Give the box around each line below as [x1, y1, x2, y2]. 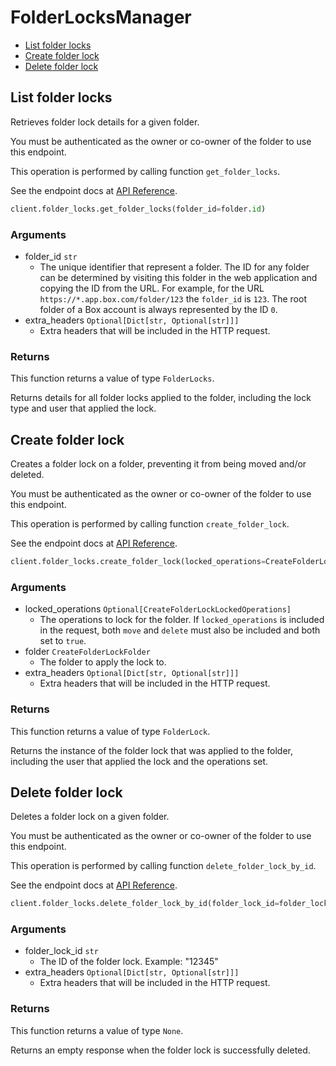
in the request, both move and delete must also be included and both [39, 624, 321, 636]
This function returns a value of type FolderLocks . [10, 372, 215, 385]
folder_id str [24, 250, 78, 262]
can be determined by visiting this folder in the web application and [39, 271, 318, 283]
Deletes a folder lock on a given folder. [10, 811, 170, 823]
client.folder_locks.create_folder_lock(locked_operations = [10, 557, 267, 567]
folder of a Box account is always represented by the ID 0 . [39, 303, 278, 315]
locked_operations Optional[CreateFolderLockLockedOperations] [24, 603, 292, 615]
